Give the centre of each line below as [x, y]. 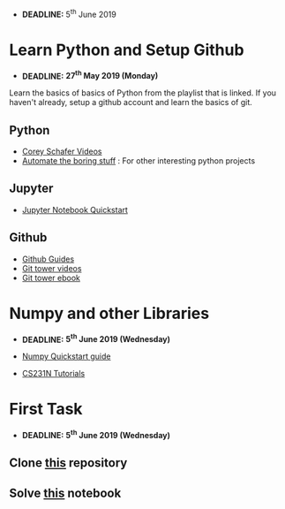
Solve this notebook [65, 493]
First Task [46, 409]
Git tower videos [52, 268]
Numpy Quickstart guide [66, 356]
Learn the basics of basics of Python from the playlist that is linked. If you [142, 93]
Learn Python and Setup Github [127, 50]
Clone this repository [68, 463]
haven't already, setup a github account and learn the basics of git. [131, 103]
